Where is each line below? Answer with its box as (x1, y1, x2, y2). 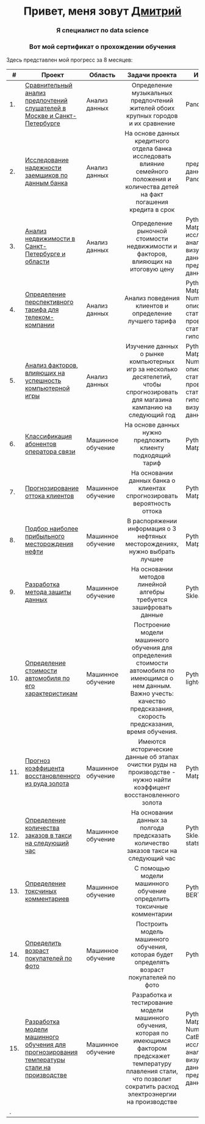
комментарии (131, 910, 173, 918)
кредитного (134, 137, 170, 145)
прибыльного (25, 532, 65, 541)
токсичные (136, 902, 168, 911)
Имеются (138, 738, 167, 746)
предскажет (134, 1052, 170, 1061)
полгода (140, 824, 165, 832)
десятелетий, (132, 372, 172, 381)
